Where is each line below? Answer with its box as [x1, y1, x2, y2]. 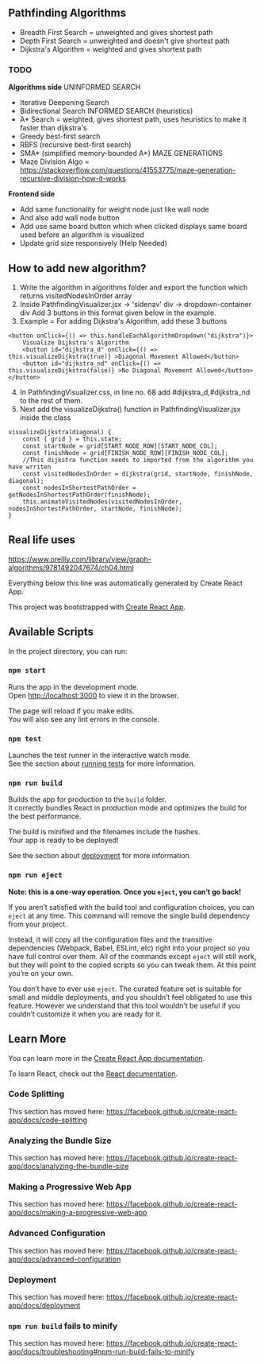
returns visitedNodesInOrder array [19, 290, 132, 301]
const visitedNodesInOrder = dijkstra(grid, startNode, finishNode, [22, 469, 254, 478]
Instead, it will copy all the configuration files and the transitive [8, 935, 212, 944]
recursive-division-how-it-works [19, 174, 127, 184]
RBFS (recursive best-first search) [19, 140, 132, 150]
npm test [8, 734, 42, 743]
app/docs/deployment [8, 1300, 81, 1311]
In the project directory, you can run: [8, 646, 128, 655]
